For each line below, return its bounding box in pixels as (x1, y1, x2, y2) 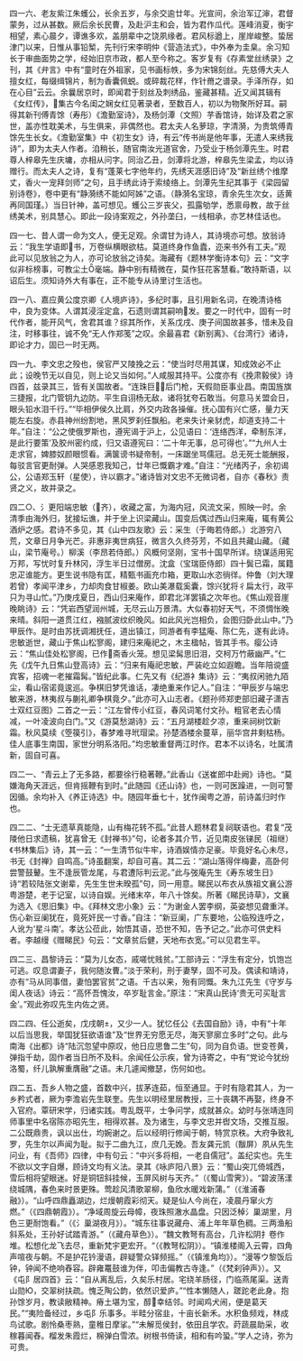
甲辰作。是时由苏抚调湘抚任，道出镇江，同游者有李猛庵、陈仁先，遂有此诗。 (9, 626, 294, 636)
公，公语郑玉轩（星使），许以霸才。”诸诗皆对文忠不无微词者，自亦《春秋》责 (9, 472, 290, 482)
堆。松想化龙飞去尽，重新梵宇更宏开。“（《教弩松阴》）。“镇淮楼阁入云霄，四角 (9, 1240, 293, 1251)
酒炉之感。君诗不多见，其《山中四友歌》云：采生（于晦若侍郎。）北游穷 (9, 524, 274, 535)
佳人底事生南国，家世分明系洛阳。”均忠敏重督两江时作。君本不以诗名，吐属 (9, 739, 286, 749)
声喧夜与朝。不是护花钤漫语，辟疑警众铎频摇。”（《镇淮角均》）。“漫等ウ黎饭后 (9, 1252, 293, 1262)
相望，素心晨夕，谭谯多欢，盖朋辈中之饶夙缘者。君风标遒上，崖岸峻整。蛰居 (9, 31, 294, 41)
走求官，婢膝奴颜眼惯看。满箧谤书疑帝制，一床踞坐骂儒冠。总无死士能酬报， (9, 449, 294, 459)
